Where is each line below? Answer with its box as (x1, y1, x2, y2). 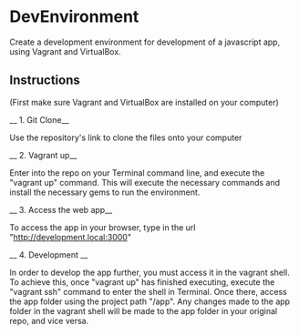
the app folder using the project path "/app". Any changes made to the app (9, 296, 290, 307)
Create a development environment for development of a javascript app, (9, 36, 281, 47)
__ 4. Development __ (9, 249, 88, 260)
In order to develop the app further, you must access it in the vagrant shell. (9, 267, 290, 278)
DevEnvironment (9, 6, 139, 27)
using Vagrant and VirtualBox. (9, 46, 121, 56)
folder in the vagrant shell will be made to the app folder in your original (9, 305, 278, 316)
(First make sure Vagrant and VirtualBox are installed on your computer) (9, 96, 280, 107)
